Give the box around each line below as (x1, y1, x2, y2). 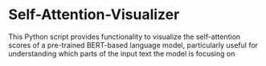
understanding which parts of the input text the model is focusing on (8, 49, 235, 58)
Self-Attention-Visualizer (8, 6, 180, 24)
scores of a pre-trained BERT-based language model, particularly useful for (8, 40, 259, 49)
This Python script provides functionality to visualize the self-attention (8, 32, 241, 41)
